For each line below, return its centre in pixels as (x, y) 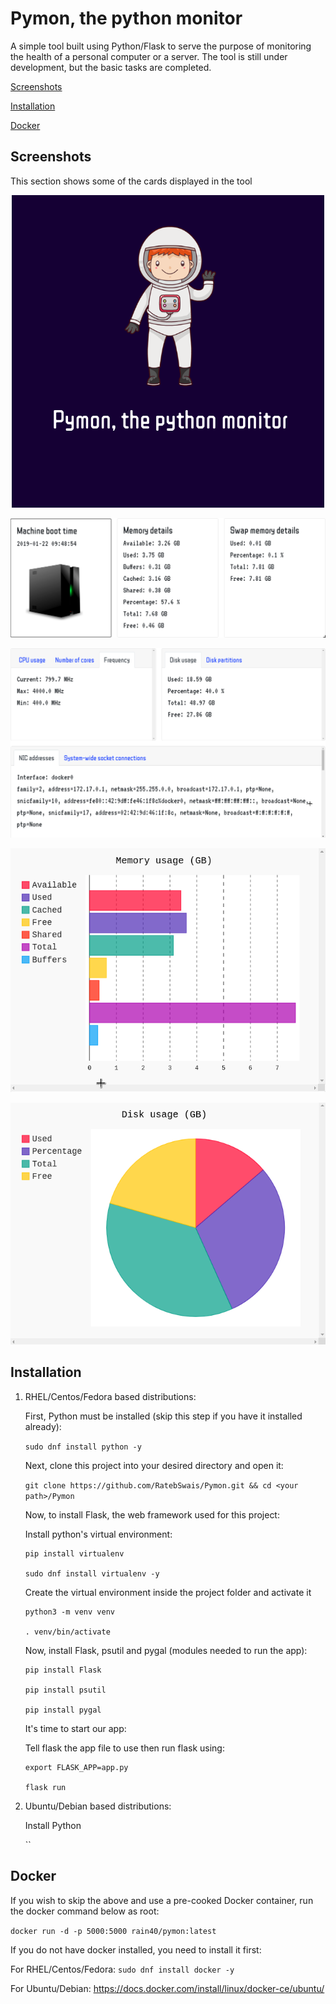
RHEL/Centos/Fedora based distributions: (110, 1396)
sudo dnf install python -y (83, 1447)
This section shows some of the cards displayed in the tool (131, 181)
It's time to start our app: (75, 1728)
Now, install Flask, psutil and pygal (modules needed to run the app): (166, 1650)
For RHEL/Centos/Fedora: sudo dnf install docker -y (122, 1969)
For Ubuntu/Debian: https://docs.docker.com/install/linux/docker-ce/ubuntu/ (167, 1988)
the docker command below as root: (85, 1911)
